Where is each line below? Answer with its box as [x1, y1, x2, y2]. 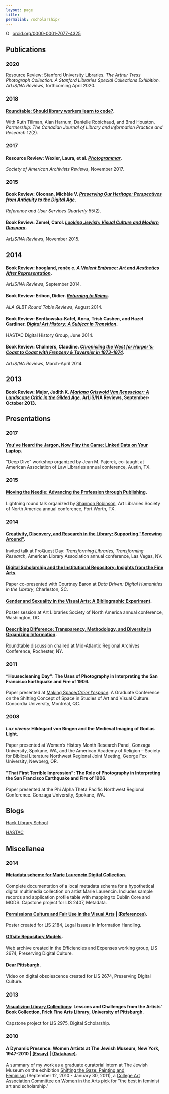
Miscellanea [6, 844, 45, 853]
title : [6, 12, 20, 17]
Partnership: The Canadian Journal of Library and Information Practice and [6, 124, 163, 130]
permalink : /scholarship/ [6, 17, 60, 22]
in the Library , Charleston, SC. [6, 586, 68, 592]
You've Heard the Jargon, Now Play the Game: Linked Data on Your [6, 442, 148, 448]
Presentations [6, 415, 51, 423]
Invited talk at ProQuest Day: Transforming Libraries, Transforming [6, 548, 144, 554]
